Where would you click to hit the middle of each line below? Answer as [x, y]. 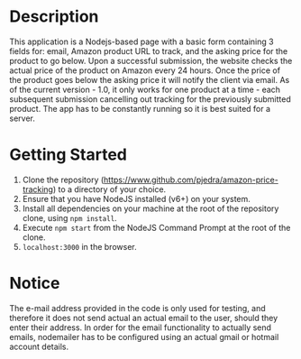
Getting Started [68, 155]
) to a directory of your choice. [109, 189]
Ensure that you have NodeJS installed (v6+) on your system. [136, 198]
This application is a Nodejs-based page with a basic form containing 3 [141, 41]
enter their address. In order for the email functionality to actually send [141, 327]
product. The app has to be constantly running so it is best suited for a [140, 108]
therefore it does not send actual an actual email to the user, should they [144, 318]
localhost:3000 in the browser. [79, 246]
